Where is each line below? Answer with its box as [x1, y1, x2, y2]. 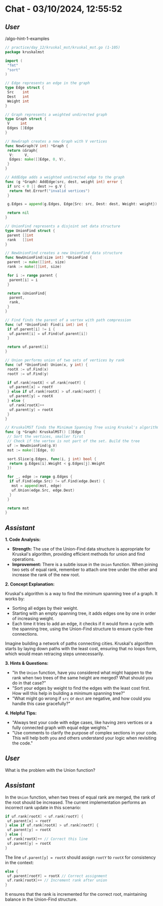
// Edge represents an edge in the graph [5, 81, 90, 86]
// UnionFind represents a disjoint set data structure [5, 224, 120, 229]
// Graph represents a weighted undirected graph [5, 112, 108, 117]
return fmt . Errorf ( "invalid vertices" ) [9, 188, 90, 193]
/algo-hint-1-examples [5, 36, 49, 41]
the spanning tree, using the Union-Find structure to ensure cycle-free [12, 626, 153, 632]
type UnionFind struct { [5, 228, 55, 233]
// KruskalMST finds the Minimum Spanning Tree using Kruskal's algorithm [5, 425, 160, 430]
